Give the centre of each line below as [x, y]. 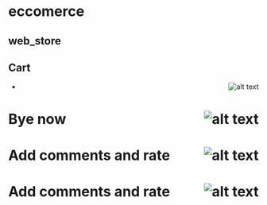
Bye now [37, 119]
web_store [35, 41]
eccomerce [46, 12]
